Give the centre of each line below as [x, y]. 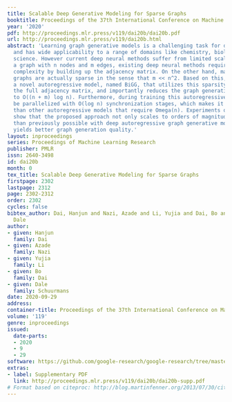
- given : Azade [29, 246]
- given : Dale [28, 284]
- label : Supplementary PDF [48, 374]
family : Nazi [32, 252]
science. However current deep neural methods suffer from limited [113, 59]
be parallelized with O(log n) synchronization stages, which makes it [119, 104]
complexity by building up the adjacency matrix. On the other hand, [115, 71]
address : [20, 304]
